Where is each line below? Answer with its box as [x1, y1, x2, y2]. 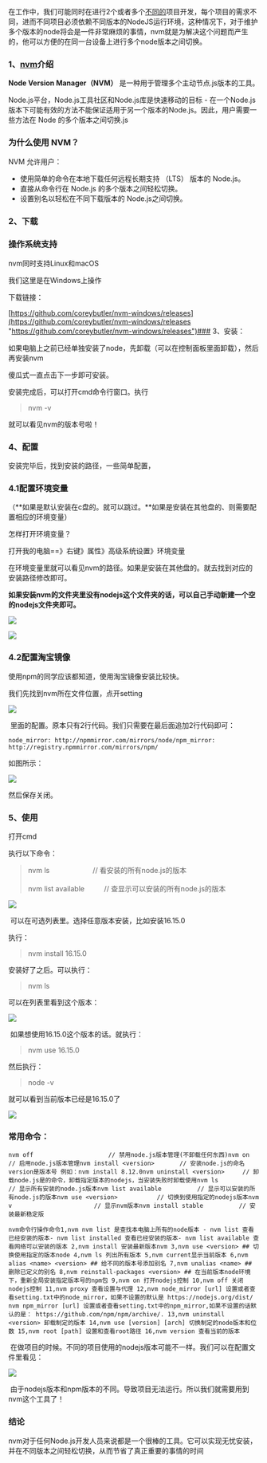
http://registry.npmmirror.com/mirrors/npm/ [8, 743, 159, 751]
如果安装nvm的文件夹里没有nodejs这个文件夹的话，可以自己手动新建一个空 [8, 590, 256, 600]
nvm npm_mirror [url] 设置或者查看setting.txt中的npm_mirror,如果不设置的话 [8, 1302, 251, 1310]
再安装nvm [8, 353, 44, 363]
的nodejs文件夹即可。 [8, 600, 81, 610]
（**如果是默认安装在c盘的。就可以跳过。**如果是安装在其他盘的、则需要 [8, 502, 250, 512]
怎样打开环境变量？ [8, 529, 72, 539]
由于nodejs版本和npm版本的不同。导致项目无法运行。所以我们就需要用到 [10, 1384, 249, 1394]
